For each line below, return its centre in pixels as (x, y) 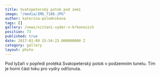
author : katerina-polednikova (36, 18)
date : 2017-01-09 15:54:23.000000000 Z (45, 41)
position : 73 (18, 32)
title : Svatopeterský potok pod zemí (43, 9)
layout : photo (19, 50)
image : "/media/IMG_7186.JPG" (36, 14)
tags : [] (14, 23)
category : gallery (23, 45)
